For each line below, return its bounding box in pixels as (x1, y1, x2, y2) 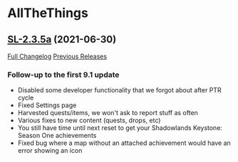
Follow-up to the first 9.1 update (7, 70, 120, 80)
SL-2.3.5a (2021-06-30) (7, 33, 117, 45)
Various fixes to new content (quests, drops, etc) (17, 116, 161, 125)
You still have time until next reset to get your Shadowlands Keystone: (17, 124, 223, 132)
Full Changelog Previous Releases (7, 52, 108, 60)
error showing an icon (17, 146, 83, 155)
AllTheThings (7, 5, 89, 21)
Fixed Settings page (17, 101, 77, 109)
